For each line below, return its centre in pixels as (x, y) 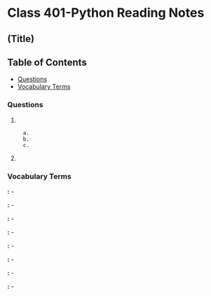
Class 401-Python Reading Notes (106, 13)
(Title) (21, 39)
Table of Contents (47, 62)
